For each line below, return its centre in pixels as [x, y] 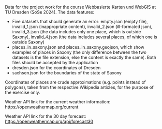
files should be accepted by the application [55, 63]
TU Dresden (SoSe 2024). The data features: [50, 12]
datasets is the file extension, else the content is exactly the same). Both [84, 57]
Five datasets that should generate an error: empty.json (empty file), [80, 21]
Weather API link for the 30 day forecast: [45, 116]
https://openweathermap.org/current [42, 107]
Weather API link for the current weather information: [58, 102]
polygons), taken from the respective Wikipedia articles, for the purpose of [79, 87]
